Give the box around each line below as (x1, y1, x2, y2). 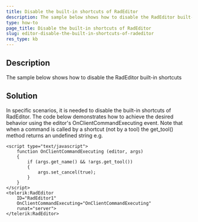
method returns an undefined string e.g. (6, 131, 103, 139)
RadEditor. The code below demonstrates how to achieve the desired (6, 113, 174, 120)
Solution (6, 91, 38, 101)
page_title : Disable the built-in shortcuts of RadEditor (6, 25, 151, 31)
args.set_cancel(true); (37, 169, 96, 175)
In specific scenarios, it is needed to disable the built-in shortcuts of (6, 107, 171, 114)
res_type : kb (6, 36, 38, 42)
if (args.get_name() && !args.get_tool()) (27, 159, 133, 165)
